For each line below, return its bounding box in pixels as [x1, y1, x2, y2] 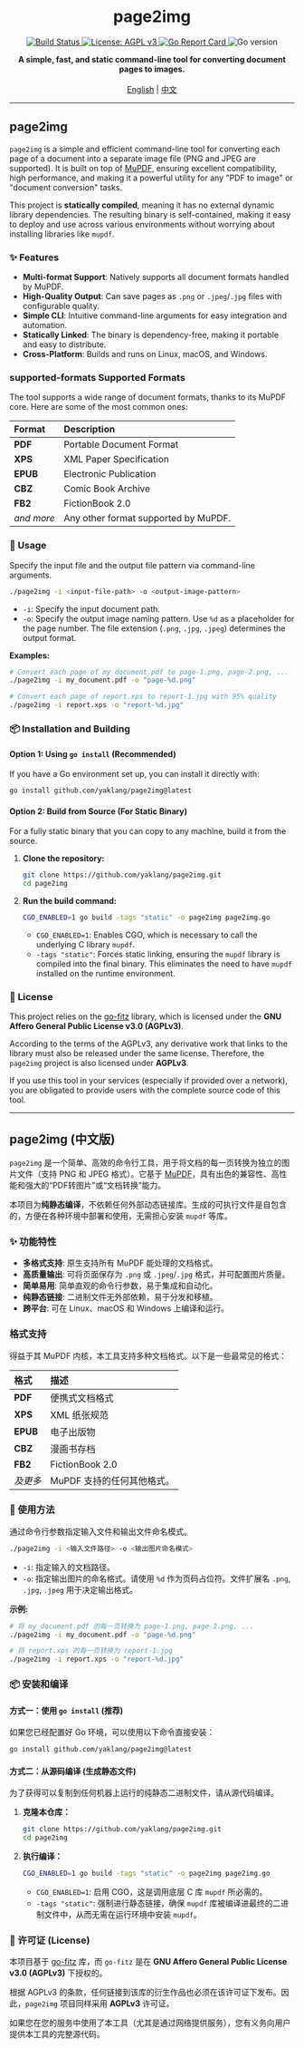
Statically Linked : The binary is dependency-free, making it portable [22, 329, 279, 341]
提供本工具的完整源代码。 [9, 2029, 105, 2040]
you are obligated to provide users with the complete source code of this [9, 1085, 280, 1096]
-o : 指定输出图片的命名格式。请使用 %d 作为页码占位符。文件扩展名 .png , [22, 1573, 291, 1584]
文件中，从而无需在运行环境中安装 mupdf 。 [43, 1909, 202, 1920]
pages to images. [119, 63, 185, 74]
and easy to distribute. [22, 339, 107, 350]
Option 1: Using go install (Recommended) [9, 748, 176, 759]
